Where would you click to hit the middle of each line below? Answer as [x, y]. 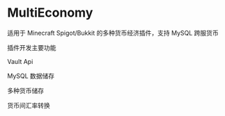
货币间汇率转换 [29, 105]
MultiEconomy [50, 13]
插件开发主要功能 [32, 47]
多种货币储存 [25, 90]
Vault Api [20, 61]
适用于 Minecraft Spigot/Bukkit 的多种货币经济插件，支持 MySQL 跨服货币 [113, 33]
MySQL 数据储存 [31, 76]
